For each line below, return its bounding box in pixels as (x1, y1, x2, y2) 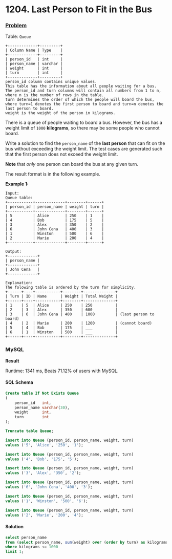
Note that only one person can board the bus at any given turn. (5, 161, 139, 167)
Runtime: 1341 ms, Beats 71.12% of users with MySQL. (5, 368, 119, 374)
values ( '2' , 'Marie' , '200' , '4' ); (5, 512, 83, 518)
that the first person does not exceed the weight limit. (5, 151, 118, 157)
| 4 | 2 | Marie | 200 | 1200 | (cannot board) (5, 321, 153, 326)
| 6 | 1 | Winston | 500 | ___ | (5, 330, 118, 335)
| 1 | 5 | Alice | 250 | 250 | (5, 303, 118, 308)
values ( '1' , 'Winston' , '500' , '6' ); (5, 498, 88, 504)
